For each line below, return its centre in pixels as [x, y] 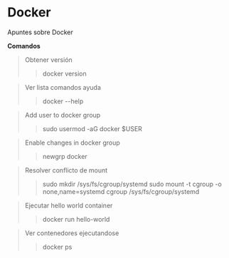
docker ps [57, 247]
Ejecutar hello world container [69, 205]
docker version [64, 73]
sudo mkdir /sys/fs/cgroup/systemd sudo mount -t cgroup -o [132, 184]
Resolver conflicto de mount [66, 170]
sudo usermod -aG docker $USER [92, 128]
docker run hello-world [76, 219]
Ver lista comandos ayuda [63, 87]
